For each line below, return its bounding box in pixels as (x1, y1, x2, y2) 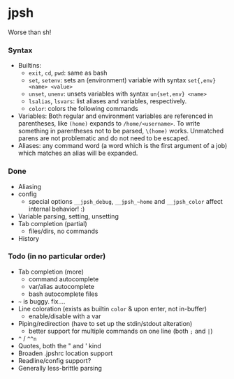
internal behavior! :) (28, 205, 85, 213)
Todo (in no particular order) (8, 251, 106, 261)
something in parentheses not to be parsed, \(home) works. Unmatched (17, 127, 224, 135)
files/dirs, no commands (28, 227, 98, 235)
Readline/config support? (17, 356, 92, 364)
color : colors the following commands (28, 105, 138, 113)
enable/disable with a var (28, 312, 101, 320)
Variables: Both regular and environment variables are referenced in (17, 112, 214, 120)
